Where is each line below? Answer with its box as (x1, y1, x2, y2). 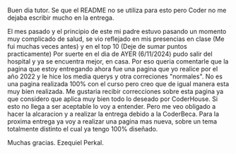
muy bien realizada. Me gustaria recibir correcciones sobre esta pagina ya (7, 88, 224, 95)
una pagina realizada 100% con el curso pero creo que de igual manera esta (7, 80, 230, 88)
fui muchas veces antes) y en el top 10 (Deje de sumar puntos (7, 42, 187, 50)
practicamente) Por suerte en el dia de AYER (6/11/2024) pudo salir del (7, 49, 213, 58)
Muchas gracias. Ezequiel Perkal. (7, 138, 105, 147)
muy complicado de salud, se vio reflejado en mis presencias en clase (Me (7, 35, 225, 43)
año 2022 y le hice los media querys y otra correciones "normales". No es (7, 72, 223, 81)
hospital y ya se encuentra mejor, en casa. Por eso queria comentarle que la (7, 57, 229, 66)
